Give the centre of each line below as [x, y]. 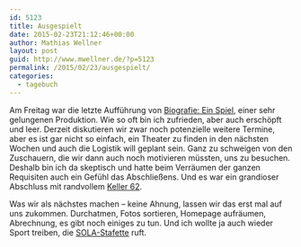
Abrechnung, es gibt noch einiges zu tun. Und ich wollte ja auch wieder [142, 223]
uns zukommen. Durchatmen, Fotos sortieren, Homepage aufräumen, [138, 213]
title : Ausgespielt [46, 26]
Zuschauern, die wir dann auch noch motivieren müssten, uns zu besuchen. [150, 157]
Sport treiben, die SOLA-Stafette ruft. [78, 232]
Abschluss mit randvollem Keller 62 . [76, 186]
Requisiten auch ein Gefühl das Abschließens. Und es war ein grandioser [144, 177]
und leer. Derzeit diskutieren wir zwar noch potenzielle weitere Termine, [142, 129]
